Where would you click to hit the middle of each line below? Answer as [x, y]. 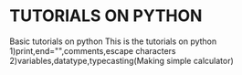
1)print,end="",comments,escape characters [93, 50]
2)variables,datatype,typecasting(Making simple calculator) [122, 60]
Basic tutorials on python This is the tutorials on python [113, 41]
